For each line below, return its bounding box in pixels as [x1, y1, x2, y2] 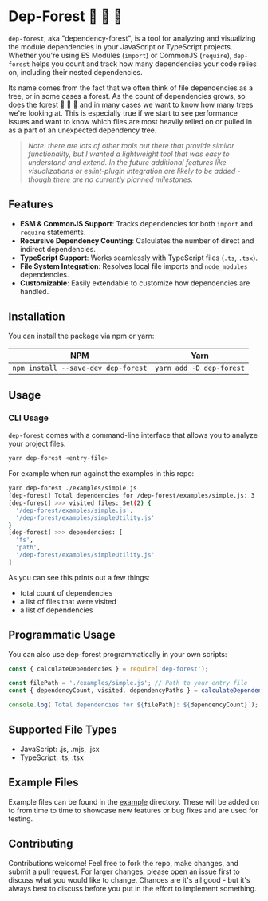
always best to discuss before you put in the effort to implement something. [8, 883, 257, 893]
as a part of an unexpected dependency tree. [8, 125, 157, 135]
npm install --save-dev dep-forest [12, 363, 148, 372]
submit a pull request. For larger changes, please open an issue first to [8, 867, 241, 876]
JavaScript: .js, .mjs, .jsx [19, 744, 100, 753]
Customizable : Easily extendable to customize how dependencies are [19, 278, 250, 288]
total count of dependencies [19, 588, 113, 597]
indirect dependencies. [19, 244, 96, 254]
